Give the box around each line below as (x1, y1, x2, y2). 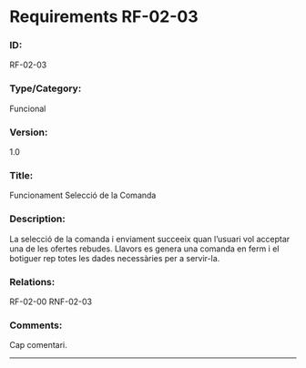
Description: (9, 212, 66, 225)
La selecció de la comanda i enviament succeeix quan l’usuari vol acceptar (9, 233, 291, 244)
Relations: (9, 275, 56, 288)
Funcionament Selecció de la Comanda (9, 189, 157, 201)
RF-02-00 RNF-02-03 (9, 296, 93, 307)
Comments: (9, 319, 63, 332)
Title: (9, 169, 34, 181)
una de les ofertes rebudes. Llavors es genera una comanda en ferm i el (9, 243, 280, 254)
